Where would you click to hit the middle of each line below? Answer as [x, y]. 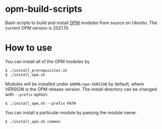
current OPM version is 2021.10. [37, 28]
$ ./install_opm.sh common [33, 122]
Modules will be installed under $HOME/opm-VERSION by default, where [75, 84]
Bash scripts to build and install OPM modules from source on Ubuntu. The [81, 23]
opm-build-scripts [44, 9]
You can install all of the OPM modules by [47, 61]
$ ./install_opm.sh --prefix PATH [41, 103]
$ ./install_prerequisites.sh [36, 70]
